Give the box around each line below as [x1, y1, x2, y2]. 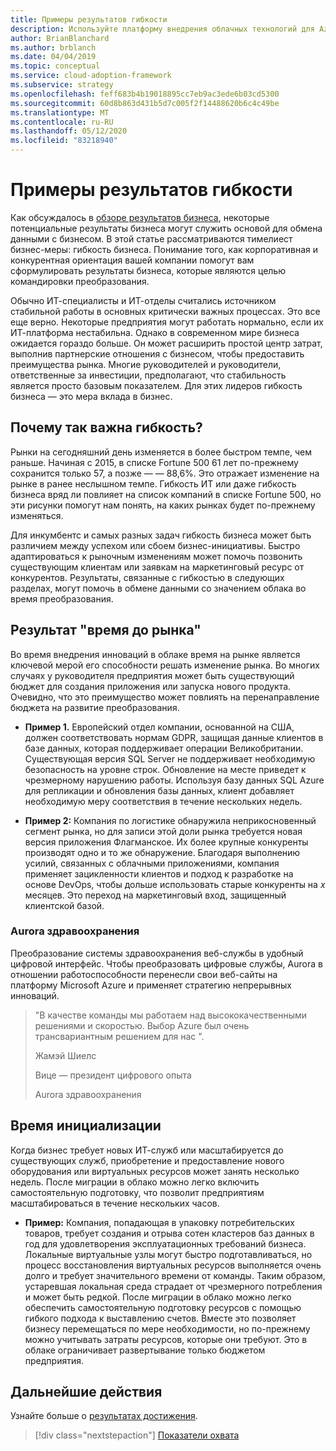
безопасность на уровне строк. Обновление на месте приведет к [24, 763, 307, 775]
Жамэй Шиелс [34, 1049, 97, 1061]
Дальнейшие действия [10, 1384, 163, 1401]
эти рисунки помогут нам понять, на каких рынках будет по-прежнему [10, 499, 316, 511]
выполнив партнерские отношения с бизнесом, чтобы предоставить [10, 347, 305, 360]
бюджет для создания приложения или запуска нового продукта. [10, 680, 292, 692]
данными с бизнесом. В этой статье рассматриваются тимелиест [10, 232, 293, 245]
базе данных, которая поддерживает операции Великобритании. [24, 742, 304, 754]
